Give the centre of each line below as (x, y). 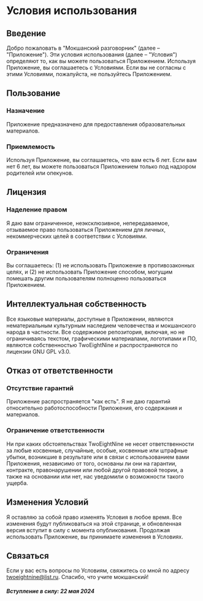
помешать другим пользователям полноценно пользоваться (86, 278)
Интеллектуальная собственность (77, 304)
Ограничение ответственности (56, 431)
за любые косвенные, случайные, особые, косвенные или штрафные (97, 450)
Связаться (28, 556)
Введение (26, 33)
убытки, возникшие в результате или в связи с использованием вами (98, 457)
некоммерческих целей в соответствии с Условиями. (77, 236)
